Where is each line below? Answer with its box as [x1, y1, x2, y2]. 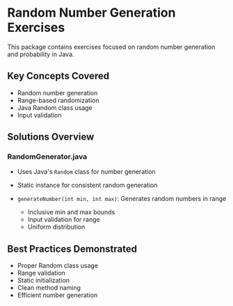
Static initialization [17, 276, 70, 284]
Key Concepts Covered [7, 70, 110, 82]
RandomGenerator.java [7, 152, 88, 161]
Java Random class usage [17, 103, 93, 112]
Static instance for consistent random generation [17, 181, 158, 189]
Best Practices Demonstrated [7, 243, 138, 255]
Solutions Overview [7, 131, 95, 143]
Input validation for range [27, 216, 100, 224]
